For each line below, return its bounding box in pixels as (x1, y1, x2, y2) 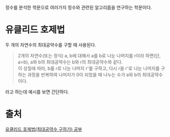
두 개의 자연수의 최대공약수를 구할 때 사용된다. (5, 42, 97, 48)
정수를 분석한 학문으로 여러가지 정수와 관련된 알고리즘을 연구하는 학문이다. (5, 5, 152, 10)
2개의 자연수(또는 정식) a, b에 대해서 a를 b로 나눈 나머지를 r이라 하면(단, (17, 52, 161, 58)
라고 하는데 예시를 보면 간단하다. (5, 88, 70, 95)
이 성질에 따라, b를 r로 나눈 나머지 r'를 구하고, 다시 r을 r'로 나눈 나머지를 (17, 65, 160, 71)
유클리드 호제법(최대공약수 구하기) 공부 (5, 126, 82, 132)
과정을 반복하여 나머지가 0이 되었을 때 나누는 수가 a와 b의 (27, 72, 141, 78)
